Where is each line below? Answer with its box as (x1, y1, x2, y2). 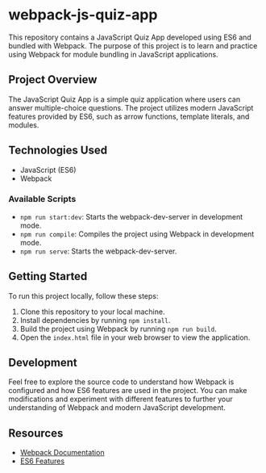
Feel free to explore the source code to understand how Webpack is (8, 377, 235, 387)
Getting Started (8, 270, 88, 283)
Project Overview (8, 73, 98, 86)
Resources (8, 426, 64, 440)
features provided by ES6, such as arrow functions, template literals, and (8, 111, 250, 121)
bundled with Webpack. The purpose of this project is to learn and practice (8, 40, 258, 50)
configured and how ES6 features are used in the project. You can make (8, 386, 247, 396)
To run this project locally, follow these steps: (8, 291, 159, 300)
